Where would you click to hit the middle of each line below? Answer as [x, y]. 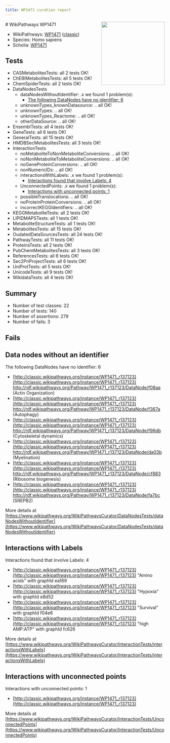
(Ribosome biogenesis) [37, 479]
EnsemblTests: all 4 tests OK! [43, 127]
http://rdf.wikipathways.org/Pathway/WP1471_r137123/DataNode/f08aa [87, 387]
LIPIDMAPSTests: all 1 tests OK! [45, 218]
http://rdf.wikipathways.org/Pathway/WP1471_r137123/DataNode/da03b [87, 452]
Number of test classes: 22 [41, 306]
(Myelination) [26, 458]
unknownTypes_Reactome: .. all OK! [57, 116]
